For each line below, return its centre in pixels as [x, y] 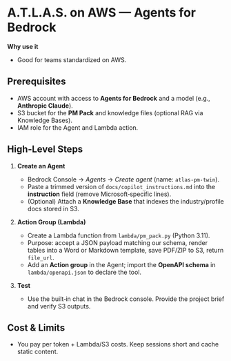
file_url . [41, 257]
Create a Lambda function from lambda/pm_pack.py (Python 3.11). [119, 235]
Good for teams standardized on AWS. [72, 59]
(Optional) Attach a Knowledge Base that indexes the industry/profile [125, 201]
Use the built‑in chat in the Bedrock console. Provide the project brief [126, 299]
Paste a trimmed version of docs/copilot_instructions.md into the [121, 186]
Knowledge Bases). [44, 120]
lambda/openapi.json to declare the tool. [84, 272]
